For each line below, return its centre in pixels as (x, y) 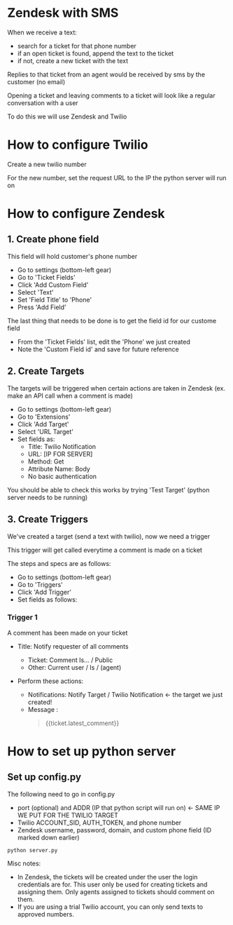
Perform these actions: (50, 681)
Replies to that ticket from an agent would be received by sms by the (106, 74)
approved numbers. (46, 914)
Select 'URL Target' (45, 431)
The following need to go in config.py (61, 794)
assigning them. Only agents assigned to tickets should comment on (116, 891)
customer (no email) (36, 81)
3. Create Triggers (48, 519)
